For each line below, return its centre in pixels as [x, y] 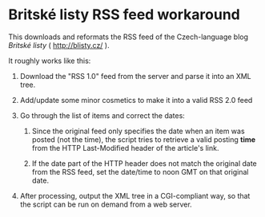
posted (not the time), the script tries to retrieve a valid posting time [144, 139]
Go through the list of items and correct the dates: [102, 115]
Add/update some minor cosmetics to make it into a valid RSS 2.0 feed [136, 100]
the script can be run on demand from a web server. [106, 204]
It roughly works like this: [50, 61]
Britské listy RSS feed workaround [124, 15]
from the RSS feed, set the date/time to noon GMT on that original [141, 172]
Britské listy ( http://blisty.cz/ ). [59, 45]
